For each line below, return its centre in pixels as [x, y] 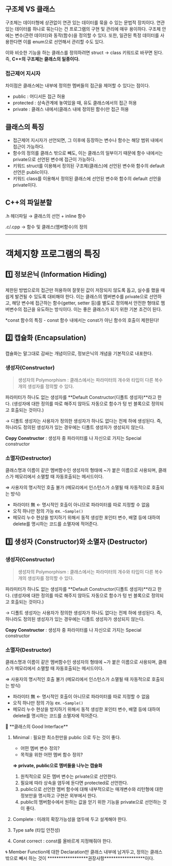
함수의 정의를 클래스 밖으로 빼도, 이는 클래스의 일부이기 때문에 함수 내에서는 [88, 153]
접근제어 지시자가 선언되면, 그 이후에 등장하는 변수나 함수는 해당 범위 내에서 [88, 140]
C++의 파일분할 [29, 203]
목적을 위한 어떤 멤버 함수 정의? [51, 755]
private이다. [25, 185]
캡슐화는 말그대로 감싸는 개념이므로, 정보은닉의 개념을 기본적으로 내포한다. [79, 353]
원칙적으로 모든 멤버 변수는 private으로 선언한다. [69, 776]
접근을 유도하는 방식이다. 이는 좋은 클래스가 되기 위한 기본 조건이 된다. [92, 309]
